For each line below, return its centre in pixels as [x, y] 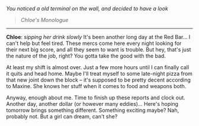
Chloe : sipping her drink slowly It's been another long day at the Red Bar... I [98, 37]
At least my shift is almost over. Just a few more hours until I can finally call [98, 67]
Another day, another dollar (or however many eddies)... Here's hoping [92, 104]
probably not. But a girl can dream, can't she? [62, 117]
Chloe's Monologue [44, 20]
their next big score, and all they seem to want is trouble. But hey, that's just [99, 49]
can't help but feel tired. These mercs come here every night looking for [94, 43]
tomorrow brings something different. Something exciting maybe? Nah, [93, 110]
